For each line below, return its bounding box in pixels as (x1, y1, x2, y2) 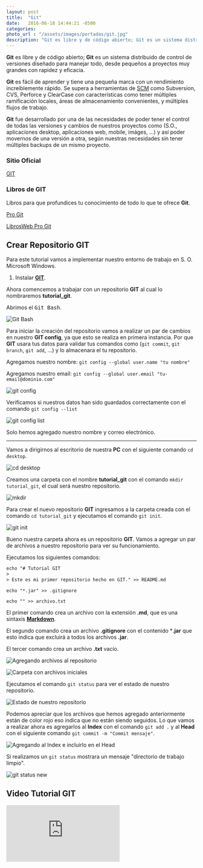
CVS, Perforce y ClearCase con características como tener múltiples (6, 91, 177, 98)
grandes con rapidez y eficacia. (6, 67, 85, 73)
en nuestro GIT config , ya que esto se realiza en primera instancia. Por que (6, 334, 194, 341)
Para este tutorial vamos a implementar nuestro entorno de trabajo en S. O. (6, 256, 193, 263)
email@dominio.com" (6, 376, 56, 383)
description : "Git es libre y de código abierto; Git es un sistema (6, 37, 182, 43)
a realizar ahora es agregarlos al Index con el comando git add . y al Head (6, 723, 195, 731)
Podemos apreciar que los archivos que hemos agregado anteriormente (6, 710, 185, 717)
